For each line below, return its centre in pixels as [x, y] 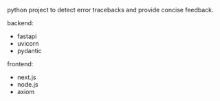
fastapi [27, 36]
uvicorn [28, 43]
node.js [28, 84]
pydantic [30, 51]
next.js [26, 77]
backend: [20, 23]
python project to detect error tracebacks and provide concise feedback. [111, 10]
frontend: [20, 64]
